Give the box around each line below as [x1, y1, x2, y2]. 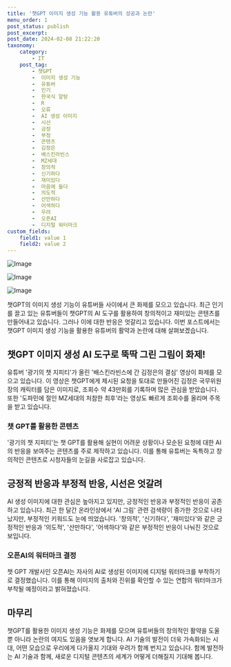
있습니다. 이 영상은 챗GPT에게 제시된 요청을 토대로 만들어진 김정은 [19, 376, 198, 384]
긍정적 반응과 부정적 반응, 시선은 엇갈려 [7, 478, 163, 489]
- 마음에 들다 [32, 183, 68, 190]
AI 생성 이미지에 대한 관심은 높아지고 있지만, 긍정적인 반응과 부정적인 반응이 [7, 497, 210, 506]
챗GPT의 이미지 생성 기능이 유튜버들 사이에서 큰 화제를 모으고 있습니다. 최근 [7, 300, 211, 309]
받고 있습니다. [14, 402, 52, 411]
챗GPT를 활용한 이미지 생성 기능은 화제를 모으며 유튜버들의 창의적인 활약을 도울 [7, 626, 220, 635]
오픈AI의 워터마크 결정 [7, 551, 77, 560]
